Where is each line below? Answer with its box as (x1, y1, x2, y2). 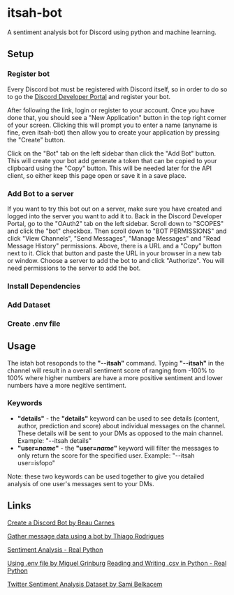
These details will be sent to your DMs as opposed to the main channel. (17, 429, 224, 437)
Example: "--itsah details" (17, 436, 92, 444)
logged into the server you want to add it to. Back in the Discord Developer (7, 211, 222, 220)
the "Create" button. (7, 135, 66, 144)
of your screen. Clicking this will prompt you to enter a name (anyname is (7, 121, 218, 129)
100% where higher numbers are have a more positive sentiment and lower (7, 373, 224, 382)
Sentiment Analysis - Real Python (7, 545, 103, 554)
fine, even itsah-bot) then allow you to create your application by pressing (7, 128, 220, 137)
